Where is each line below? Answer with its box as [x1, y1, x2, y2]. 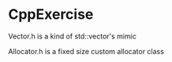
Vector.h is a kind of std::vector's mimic [8, 31, 136, 41]
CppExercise [8, 5, 94, 24]
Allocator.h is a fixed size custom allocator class [8, 46, 164, 56]
